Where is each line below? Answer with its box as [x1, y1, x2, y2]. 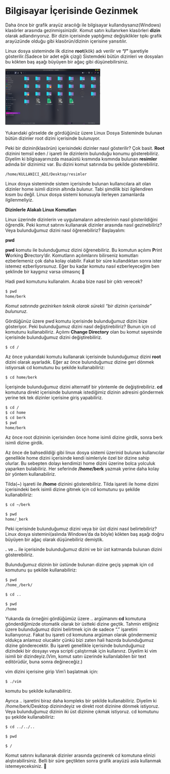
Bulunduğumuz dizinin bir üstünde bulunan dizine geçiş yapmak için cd [5, 561, 154, 567]
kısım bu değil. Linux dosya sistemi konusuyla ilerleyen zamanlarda [5, 191, 145, 198]
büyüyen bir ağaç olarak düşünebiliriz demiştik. [5, 536, 104, 542]
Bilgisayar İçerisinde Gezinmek [5, 5, 138, 17]
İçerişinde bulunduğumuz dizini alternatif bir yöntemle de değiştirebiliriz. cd [5, 383, 163, 390]
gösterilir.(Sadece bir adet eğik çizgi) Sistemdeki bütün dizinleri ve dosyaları [5, 53, 163, 59]
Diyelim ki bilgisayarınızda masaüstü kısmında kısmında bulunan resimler [5, 155, 157, 162]
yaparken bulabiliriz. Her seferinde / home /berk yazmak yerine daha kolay [5, 465, 159, 472]
